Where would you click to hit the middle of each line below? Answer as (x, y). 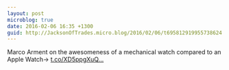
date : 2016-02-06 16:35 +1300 (50, 26)
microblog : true (30, 20)
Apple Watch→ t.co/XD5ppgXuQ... (56, 60)
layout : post (26, 13)
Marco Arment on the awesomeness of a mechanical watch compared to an (114, 52)
